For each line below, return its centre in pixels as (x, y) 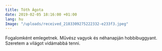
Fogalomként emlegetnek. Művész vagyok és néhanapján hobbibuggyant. (81, 38)
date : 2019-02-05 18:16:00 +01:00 (41, 14)
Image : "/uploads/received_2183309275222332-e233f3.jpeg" (67, 24)
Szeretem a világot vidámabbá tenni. (43, 43)
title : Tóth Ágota (24, 10)
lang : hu (14, 19)
